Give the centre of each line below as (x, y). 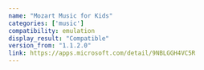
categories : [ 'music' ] (46, 23)
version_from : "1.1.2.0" (50, 46)
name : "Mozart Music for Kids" (61, 16)
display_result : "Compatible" (59, 38)
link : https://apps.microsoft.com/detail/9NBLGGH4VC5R (102, 53)
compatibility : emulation (51, 31)
